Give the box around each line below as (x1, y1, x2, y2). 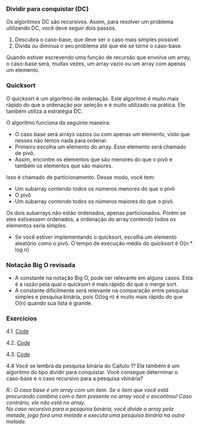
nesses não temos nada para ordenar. (14, 137, 108, 144)
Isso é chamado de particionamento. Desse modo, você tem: (6, 173, 155, 181)
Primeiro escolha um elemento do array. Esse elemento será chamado (14, 143, 187, 150)
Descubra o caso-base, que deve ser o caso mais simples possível (14, 36, 179, 43)
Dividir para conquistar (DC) (6, 5, 89, 13)
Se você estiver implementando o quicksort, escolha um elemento (14, 233, 177, 241)
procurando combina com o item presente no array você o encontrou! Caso (6, 393, 192, 400)
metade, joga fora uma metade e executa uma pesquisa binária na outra (6, 412, 185, 419)
